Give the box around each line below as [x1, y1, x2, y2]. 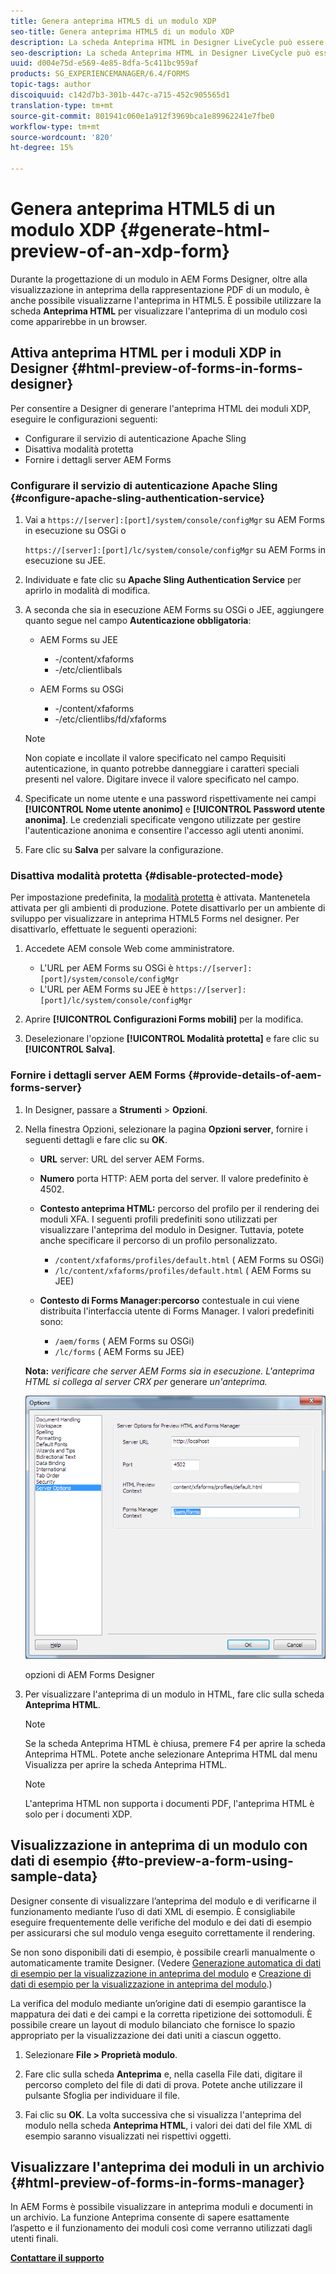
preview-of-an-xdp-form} [10, 240, 231, 263]
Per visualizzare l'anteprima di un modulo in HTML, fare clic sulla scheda [24, 1688, 325, 1700]
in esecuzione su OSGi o [24, 525, 127, 537]
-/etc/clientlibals [54, 664, 123, 676]
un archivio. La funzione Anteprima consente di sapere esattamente [10, 2211, 290, 2224]
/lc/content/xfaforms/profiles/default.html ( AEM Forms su [54, 1264, 312, 1276]
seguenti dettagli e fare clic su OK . [24, 1133, 168, 1145]
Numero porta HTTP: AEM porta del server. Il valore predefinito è [39, 1172, 309, 1184]
